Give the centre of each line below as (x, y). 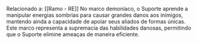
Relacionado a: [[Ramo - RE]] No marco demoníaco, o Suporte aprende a (97, 9)
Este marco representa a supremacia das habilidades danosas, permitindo (99, 28)
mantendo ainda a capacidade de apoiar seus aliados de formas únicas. (96, 21)
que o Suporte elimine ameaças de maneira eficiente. (73, 34)
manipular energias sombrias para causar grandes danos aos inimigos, (95, 15)
